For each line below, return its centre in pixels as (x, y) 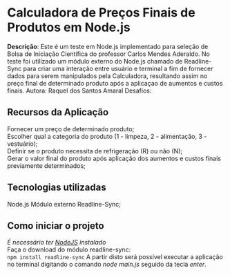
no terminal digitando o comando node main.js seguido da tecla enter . (107, 265)
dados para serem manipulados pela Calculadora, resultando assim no (107, 76)
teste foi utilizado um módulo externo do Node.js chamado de (95, 61)
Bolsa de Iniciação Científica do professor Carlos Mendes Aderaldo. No (109, 54)
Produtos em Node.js (69, 27)
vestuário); (22, 144)
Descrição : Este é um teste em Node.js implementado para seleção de (108, 46)
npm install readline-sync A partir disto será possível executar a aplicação (115, 257)
